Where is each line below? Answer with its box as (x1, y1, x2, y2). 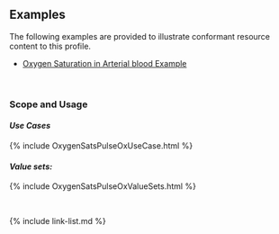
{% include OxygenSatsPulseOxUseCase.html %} (9, 139, 193, 151)
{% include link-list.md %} (9, 216, 106, 227)
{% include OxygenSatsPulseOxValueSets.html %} (9, 181, 196, 192)
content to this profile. (9, 40, 92, 51)
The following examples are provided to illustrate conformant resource (9, 31, 271, 41)
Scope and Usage (9, 98, 88, 111)
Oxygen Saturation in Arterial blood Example (22, 58, 187, 68)
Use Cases (9, 121, 51, 131)
